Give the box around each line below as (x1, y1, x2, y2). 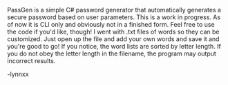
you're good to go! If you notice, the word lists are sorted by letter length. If (7, 42, 221, 50)
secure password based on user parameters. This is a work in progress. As (7, 13, 221, 21)
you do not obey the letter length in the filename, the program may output (7, 49, 216, 58)
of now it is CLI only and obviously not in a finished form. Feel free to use (7, 21, 216, 28)
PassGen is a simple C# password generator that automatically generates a (7, 6, 221, 14)
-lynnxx (7, 70, 29, 78)
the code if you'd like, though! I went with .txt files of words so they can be (7, 27, 220, 36)
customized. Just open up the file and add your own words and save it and (7, 35, 220, 43)
